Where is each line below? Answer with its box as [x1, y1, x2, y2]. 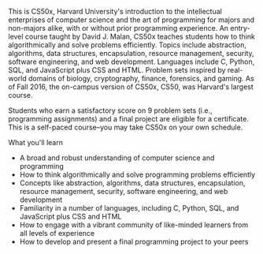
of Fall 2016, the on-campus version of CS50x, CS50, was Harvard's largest [8, 82, 254, 92]
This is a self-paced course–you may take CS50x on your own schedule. [8, 122, 243, 132]
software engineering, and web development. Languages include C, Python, [8, 57, 255, 66]
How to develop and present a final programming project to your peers [19, 237, 249, 246]
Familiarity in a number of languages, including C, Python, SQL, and [19, 204, 239, 212]
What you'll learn [8, 138, 63, 147]
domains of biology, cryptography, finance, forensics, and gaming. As [28, 74, 254, 83]
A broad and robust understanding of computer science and [19, 153, 215, 162]
